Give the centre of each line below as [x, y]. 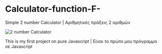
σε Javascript [19, 46]
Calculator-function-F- [53, 9]
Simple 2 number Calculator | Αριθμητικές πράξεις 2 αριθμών [68, 22]
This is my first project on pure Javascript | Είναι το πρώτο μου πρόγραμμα [81, 41]
